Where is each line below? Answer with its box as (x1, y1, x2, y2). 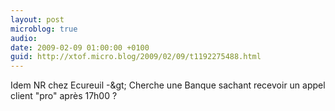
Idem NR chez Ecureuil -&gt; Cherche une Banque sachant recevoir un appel (10, 79, 326, 91)
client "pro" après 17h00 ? (10, 90, 118, 102)
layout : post (10, 14, 65, 25)
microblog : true (10, 24, 78, 34)
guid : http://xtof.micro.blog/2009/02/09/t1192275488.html (10, 52, 262, 62)
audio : (10, 33, 38, 43)
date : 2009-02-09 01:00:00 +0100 (10, 42, 150, 53)
